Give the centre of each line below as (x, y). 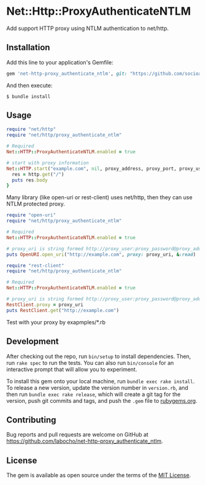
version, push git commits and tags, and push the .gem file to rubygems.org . (102, 400)
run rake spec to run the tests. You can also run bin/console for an (90, 362)
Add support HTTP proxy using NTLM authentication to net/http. (88, 28)
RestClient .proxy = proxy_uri (45, 305)
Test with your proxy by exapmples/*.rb (56, 322)
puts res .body (30, 180)
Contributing (31, 420)
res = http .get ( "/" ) (38, 174)
